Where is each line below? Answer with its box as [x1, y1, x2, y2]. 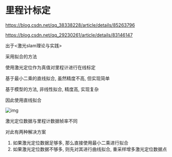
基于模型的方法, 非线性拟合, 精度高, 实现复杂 [5, 86, 99, 92]
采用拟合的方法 [5, 53, 37, 60]
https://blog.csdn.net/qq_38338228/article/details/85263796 [5, 22, 135, 28]
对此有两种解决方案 [5, 129, 46, 135]
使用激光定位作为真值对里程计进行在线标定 [5, 64, 96, 70]
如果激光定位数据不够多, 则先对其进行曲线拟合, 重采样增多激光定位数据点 [12, 146, 167, 152]
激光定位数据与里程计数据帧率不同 [5, 117, 78, 124]
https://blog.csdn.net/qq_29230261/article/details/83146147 [5, 32, 133, 38]
